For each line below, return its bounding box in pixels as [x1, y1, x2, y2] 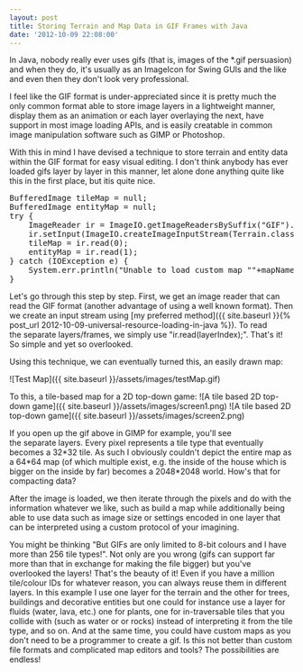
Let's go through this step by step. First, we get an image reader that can [9, 291, 280, 302]
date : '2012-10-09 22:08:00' [9, 30, 119, 39]
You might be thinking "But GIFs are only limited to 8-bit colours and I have [9, 540, 287, 550]
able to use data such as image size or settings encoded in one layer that [9, 513, 281, 523]
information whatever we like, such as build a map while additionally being [9, 503, 286, 513]
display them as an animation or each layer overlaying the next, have [9, 110, 264, 122]
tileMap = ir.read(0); [28, 238, 129, 249]
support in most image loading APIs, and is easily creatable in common [9, 120, 273, 131]
